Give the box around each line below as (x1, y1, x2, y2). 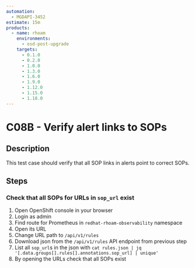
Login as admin (14, 213, 51, 220)
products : (6, 25, 30, 31)
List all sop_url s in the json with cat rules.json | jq (14, 244, 142, 251)
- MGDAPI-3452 (11, 14, 46, 20)
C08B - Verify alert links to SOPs (6, 120, 168, 134)
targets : (16, 47, 38, 53)
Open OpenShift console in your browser (14, 207, 113, 214)
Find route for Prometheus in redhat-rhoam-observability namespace (14, 220, 183, 227)
